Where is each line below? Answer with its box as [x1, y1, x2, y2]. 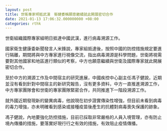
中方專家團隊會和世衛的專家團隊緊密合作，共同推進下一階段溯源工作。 [5, 87, 149, 93]
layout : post [5, 7, 32, 12]
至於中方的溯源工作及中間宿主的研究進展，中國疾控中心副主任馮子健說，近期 [5, 75, 162, 81]
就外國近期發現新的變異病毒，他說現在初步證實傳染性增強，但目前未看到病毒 [5, 97, 162, 104]
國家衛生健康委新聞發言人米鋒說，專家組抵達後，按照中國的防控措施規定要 [5, 45, 158, 52]
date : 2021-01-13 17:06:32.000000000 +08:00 [5, 16, 99, 21]
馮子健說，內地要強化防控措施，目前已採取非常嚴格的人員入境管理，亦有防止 [5, 114, 162, 120]
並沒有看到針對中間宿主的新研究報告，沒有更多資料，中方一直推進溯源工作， [5, 81, 162, 87]
